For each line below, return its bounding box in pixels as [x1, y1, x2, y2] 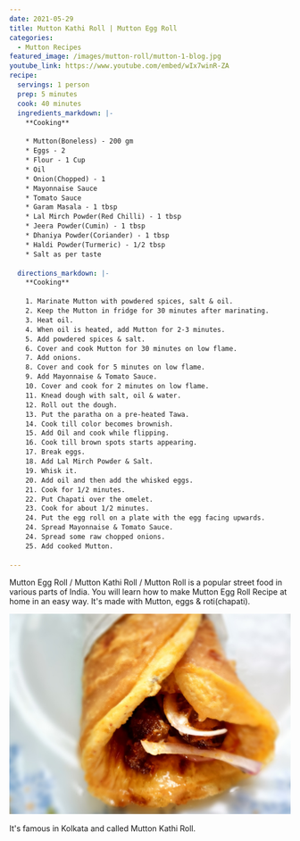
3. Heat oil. [25, 315, 74, 325]
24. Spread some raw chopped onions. [25, 532, 166, 541]
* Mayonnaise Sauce [25, 184, 98, 193]
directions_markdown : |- [17, 269, 110, 278]
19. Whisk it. [25, 466, 78, 475]
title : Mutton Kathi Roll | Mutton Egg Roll [9, 23, 178, 33]
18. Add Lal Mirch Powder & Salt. [25, 457, 154, 466]
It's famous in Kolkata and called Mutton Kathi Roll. [9, 823, 196, 834]
